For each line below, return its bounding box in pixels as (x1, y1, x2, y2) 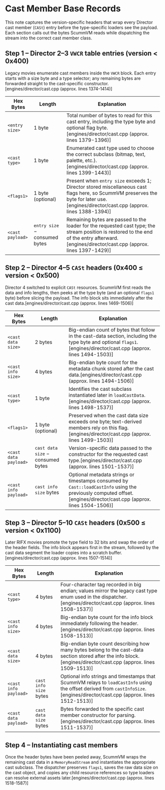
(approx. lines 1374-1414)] (60, 86, 112, 92)
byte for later (66, 196, 97, 203)
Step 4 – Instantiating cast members (5, 741, 118, 749)
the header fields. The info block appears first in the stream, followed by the (5, 545, 159, 550)
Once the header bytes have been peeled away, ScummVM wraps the (5, 754, 146, 760)
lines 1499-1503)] (68, 437, 114, 444)
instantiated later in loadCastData (68, 391, 144, 398)
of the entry (66, 235, 94, 241)
